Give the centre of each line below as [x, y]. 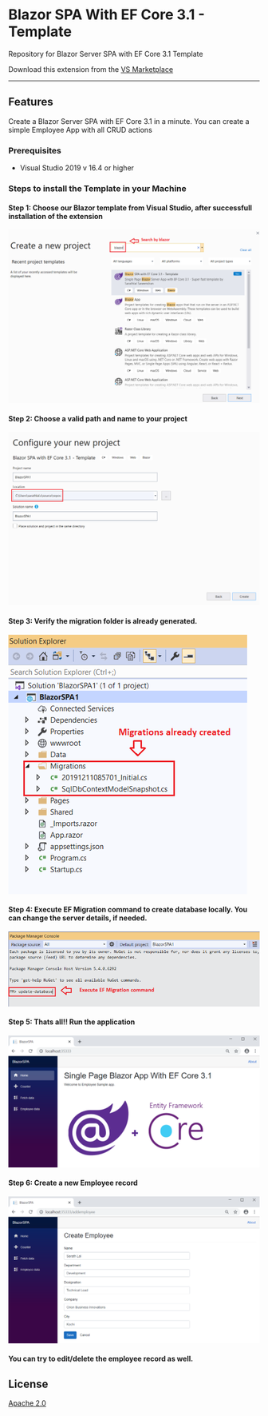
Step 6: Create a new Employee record [73, 1183]
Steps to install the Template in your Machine [98, 188]
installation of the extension [56, 216]
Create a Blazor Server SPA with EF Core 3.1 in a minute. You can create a [129, 121]
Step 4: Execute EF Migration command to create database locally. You [128, 910]
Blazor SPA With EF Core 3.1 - [106, 15]
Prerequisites [35, 150]
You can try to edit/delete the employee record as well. [101, 1359]
